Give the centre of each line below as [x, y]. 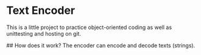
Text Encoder [41, 11]
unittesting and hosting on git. [44, 33]
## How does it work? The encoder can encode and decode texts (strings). [101, 45]
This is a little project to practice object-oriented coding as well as [89, 27]
